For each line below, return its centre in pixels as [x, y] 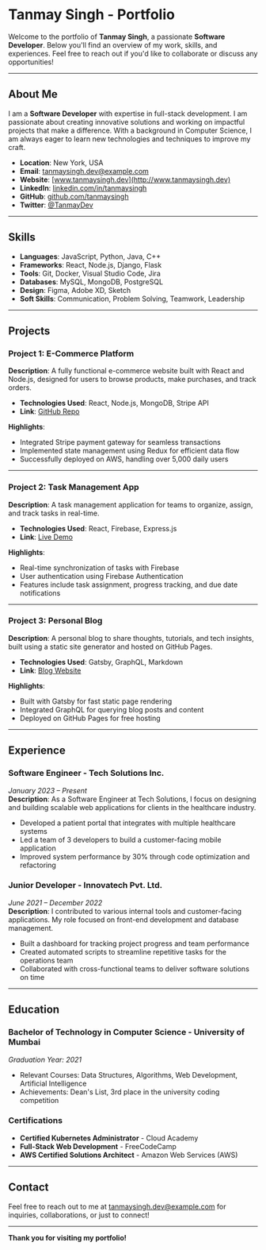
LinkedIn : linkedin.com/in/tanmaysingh [83, 187]
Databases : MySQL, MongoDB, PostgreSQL [91, 282]
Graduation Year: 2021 [45, 1059]
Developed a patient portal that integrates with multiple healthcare [127, 823]
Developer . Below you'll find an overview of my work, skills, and [113, 44]
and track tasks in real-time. [54, 513]
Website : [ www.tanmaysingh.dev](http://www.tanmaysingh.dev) [125, 179]
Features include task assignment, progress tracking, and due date [129, 584]
